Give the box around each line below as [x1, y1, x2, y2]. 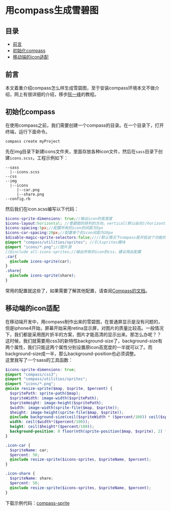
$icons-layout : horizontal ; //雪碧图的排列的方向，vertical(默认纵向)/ [5, 221, 148, 226]
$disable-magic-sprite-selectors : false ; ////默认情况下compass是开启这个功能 [5, 235, 163, 240]
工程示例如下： [37, 154, 69, 161]
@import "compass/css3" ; [5, 371, 58, 377]
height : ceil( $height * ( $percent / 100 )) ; [10, 424, 95, 429]
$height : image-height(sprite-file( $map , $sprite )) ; [10, 410, 124, 415]
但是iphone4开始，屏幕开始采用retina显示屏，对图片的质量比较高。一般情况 [5, 325, 164, 331]
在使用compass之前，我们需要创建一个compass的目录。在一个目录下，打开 [5, 122, 164, 128]
